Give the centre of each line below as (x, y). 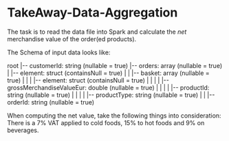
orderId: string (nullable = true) (51, 102)
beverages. (23, 130)
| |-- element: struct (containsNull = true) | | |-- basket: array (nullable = (108, 73)
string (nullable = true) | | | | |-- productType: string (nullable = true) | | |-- (111, 95)
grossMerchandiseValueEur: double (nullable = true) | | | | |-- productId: (108, 87)
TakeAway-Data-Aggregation (92, 13)
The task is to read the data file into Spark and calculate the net (97, 32)
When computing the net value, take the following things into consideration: (114, 116)
